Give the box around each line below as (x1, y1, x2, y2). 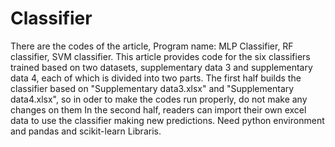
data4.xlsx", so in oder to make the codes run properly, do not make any (10, 93, 308, 105)
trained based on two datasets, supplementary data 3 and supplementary (10, 61, 313, 73)
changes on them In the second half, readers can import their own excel (10, 103, 307, 116)
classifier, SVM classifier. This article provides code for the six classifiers (10, 50, 311, 62)
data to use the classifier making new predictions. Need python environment (10, 114, 325, 126)
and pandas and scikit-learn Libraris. (10, 125, 162, 137)
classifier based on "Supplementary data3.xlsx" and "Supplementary (10, 82, 295, 94)
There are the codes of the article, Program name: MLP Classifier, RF (10, 40, 294, 52)
